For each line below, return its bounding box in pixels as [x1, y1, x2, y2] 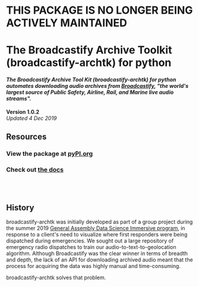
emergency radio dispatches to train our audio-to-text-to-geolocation [6, 244, 176, 250]
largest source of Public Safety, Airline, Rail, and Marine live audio [6, 89, 174, 96]
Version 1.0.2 [6, 108, 40, 115]
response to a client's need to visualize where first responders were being [6, 231, 188, 238]
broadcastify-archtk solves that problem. [6, 274, 106, 281]
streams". [6, 94, 31, 102]
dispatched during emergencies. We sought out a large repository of [6, 237, 174, 244]
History [6, 203, 34, 213]
